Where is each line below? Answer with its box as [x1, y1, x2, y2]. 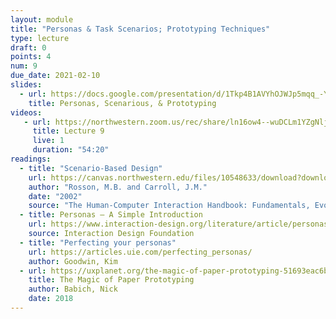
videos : [10, 107, 43, 118]
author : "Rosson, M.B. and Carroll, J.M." [28, 182, 208, 192]
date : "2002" [28, 191, 83, 201]
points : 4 [10, 52, 52, 62]
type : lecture [10, 33, 70, 43]
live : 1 [32, 136, 65, 146]
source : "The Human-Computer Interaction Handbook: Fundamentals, [28, 201, 311, 211]
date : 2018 [28, 294, 74, 304]
